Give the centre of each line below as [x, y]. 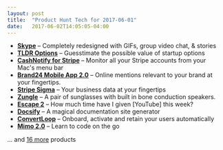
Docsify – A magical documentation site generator [88, 111]
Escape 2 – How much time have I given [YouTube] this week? [105, 105]
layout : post [26, 13]
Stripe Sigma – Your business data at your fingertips [92, 89]
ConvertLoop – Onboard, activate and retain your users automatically [116, 119]
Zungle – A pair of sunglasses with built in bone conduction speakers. [116, 97]
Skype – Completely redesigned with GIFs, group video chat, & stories [117, 46]
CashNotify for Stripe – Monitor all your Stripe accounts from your [111, 61]
